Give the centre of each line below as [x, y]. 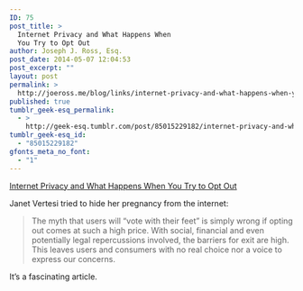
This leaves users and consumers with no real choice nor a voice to [156, 250]
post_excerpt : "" [42, 68]
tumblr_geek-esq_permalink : [62, 110]
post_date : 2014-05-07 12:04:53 [70, 59]
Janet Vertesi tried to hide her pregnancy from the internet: [119, 203]
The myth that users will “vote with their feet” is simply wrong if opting [162, 221]
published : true [40, 101]
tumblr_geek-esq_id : [48, 135]
